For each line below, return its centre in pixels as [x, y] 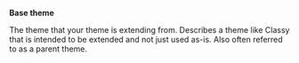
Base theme [32, 13]
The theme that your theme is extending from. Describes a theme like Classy [149, 30]
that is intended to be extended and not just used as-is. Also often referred [146, 39]
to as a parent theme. [48, 49]
